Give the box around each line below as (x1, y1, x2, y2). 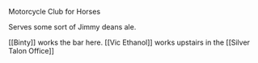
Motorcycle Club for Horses (8, 7, 101, 16)
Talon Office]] (8, 46, 54, 55)
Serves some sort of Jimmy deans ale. (8, 22, 137, 31)
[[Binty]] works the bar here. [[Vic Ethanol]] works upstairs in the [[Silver (8, 37, 251, 47)
